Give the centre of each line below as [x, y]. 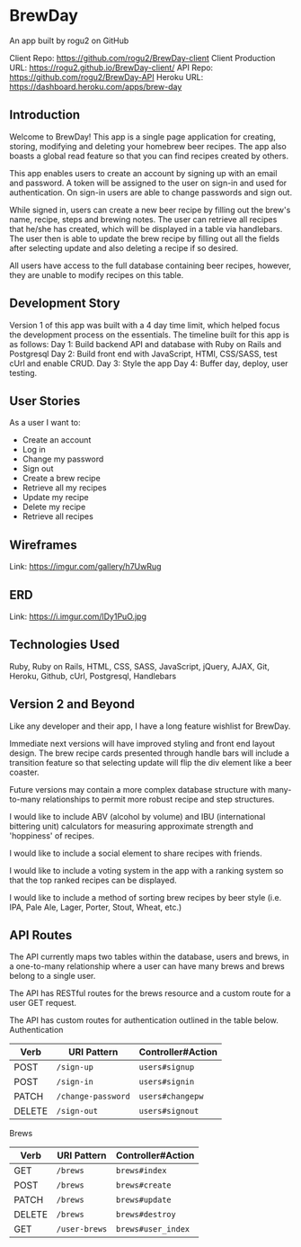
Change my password [63, 459]
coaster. [24, 772]
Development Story [65, 304]
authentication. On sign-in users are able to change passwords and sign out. [151, 192]
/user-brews [82, 1229]
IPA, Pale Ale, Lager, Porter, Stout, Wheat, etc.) [96, 907]
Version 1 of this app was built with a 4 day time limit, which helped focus [145, 325]
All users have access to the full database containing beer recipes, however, [150, 265]
